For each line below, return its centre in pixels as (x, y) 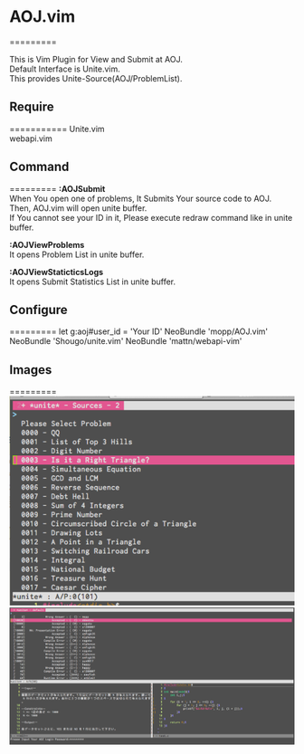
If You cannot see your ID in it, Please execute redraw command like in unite (151, 217)
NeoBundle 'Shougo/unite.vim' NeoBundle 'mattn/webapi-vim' (126, 341)
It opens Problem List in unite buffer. (77, 254)
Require (32, 107)
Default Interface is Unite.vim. (65, 69)
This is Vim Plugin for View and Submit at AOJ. (96, 59)
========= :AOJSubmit (57, 188)
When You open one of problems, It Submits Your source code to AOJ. (141, 198)
